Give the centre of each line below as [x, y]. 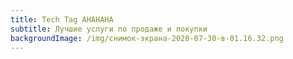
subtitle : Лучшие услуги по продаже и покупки [109, 29]
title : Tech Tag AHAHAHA [62, 19]
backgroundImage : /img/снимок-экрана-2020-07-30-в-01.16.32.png [147, 38]
